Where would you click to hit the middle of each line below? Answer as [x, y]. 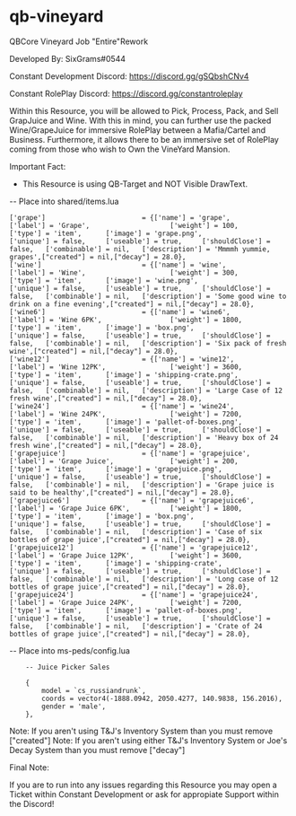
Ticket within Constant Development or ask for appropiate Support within [144, 794]
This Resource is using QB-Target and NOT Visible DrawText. [135, 184]
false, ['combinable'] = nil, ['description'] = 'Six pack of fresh [148, 343]
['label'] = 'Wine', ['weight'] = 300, [124, 272]
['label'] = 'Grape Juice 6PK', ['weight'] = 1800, [126, 508]
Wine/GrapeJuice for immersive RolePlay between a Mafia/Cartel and [138, 130]
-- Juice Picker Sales [68, 667]
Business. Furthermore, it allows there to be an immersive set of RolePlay [144, 139]
